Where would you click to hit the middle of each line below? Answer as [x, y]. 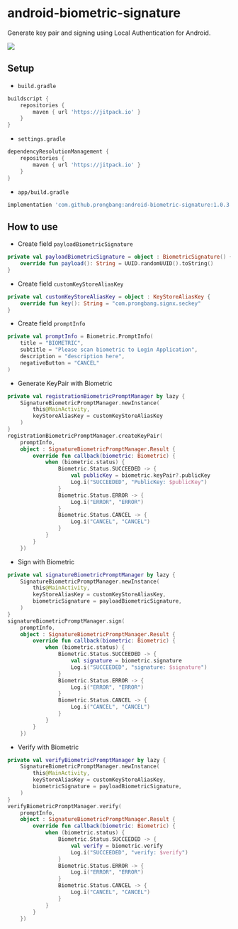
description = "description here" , [73, 357]
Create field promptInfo [51, 323]
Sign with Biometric [46, 562]
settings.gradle [41, 139]
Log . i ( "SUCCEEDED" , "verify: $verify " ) [130, 852]
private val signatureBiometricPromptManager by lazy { [91, 575]
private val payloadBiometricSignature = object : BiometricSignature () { [120, 257]
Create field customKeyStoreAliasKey [70, 284]
